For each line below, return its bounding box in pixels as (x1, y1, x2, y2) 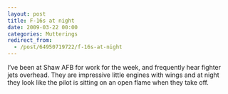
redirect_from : (7, 37, 53, 44)
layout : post (7, 10, 46, 18)
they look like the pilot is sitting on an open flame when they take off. (7, 78, 209, 86)
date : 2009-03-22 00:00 (7, 23, 78, 31)
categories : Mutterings (7, 30, 78, 38)
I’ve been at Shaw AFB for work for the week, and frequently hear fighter (7, 63, 222, 71)
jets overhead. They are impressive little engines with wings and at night (7, 70, 219, 79)
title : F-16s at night (7, 17, 75, 24)
